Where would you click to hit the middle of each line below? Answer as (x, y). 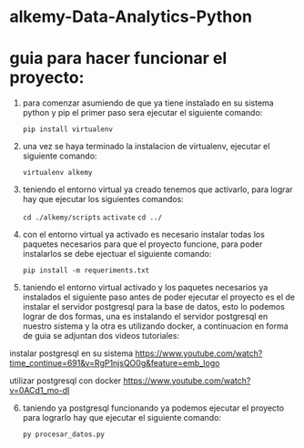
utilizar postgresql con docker (66, 381)
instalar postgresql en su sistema (71, 353)
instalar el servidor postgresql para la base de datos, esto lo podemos (153, 307)
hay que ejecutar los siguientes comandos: (103, 199)
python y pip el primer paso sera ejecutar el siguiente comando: (142, 113)
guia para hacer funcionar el (118, 59)
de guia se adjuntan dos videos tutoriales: (101, 336)
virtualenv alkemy (57, 173)
